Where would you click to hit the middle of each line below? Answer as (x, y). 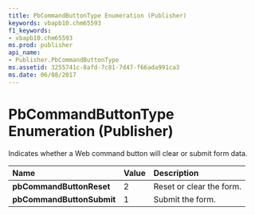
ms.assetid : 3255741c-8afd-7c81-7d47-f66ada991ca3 (94, 68)
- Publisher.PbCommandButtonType (64, 61)
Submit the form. (185, 199)
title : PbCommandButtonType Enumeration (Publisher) (98, 16)
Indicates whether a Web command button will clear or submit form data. (128, 153)
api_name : (25, 53)
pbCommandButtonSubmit (64, 199)
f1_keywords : (30, 30)
